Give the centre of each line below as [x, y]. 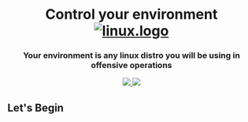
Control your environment [131, 14]
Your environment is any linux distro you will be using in [131, 56]
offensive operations [131, 66]
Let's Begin [36, 108]
